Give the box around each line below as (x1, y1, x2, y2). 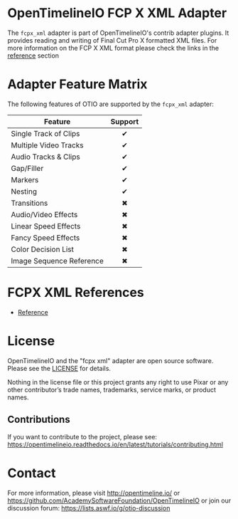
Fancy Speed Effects (11, 233, 80, 243)
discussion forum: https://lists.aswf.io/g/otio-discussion (7, 503, 171, 512)
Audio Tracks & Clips (11, 152, 80, 162)
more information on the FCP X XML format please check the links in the (7, 43, 219, 52)
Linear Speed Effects (11, 221, 81, 231)
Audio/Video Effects (11, 209, 78, 219)
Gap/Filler (11, 163, 44, 173)
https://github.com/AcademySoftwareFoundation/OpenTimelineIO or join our (7, 496, 232, 505)
